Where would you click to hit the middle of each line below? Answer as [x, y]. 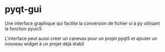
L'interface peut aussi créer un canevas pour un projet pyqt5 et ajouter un [81, 38]
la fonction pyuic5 [23, 28]
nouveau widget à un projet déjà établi [44, 43]
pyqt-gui [23, 9]
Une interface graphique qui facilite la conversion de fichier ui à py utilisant [82, 23]
